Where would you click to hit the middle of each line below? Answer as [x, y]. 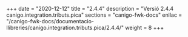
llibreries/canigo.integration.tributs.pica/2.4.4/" [65, 27]
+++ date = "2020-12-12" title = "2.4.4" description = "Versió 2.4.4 [90, 9]
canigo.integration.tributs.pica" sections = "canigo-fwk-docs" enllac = [94, 15]
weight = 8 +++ [145, 27]
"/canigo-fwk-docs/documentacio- [50, 21]
